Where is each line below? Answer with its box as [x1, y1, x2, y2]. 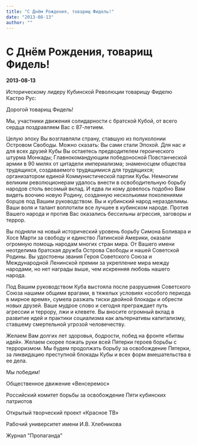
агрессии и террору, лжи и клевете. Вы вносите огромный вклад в [6, 308, 175, 315]
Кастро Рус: [6, 95, 36, 102]
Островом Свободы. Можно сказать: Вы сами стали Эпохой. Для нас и [6, 141, 186, 149]
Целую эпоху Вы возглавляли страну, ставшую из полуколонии [6, 135, 166, 142]
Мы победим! [6, 369, 40, 376]
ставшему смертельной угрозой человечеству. [6, 321, 126, 328]
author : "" [6, 19, 33, 25]
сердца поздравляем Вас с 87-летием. [6, 124, 105, 131]
